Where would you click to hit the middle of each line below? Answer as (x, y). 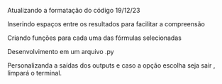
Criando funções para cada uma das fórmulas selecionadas (95, 38)
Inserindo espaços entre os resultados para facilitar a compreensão (106, 24)
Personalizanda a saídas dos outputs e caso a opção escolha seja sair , (111, 65)
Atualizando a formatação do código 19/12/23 (74, 10)
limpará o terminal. (35, 73)
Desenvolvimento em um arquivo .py (61, 52)
